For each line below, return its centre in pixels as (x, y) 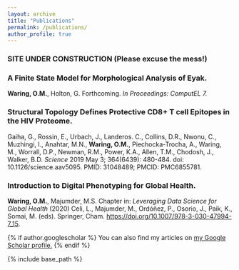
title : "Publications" (41, 21)
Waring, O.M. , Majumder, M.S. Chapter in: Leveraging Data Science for (112, 201)
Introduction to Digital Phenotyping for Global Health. (102, 185)
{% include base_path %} (45, 259)
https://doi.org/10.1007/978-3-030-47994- (169, 216)
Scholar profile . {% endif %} (49, 245)
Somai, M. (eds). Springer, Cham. (56, 216)
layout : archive (31, 14)
